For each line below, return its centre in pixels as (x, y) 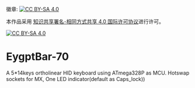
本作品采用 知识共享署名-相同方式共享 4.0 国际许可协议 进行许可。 (85, 22)
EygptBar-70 (37, 57)
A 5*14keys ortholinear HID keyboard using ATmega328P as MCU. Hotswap (98, 73)
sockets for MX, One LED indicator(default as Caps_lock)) (76, 79)
